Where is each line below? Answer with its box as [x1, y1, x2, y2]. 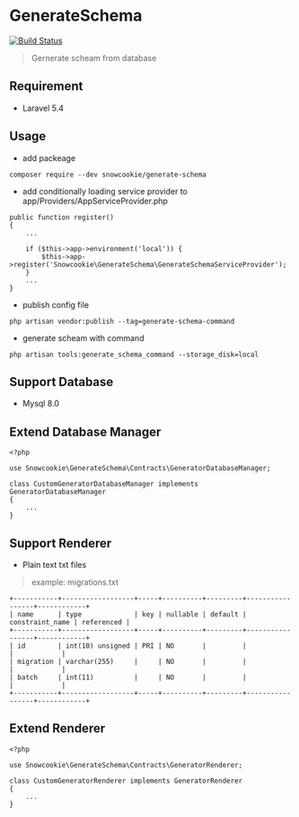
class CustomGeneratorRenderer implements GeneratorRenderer [9, 776, 243, 786]
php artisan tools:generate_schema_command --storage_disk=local [9, 350, 259, 359]
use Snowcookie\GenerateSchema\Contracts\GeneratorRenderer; [9, 760, 243, 769]
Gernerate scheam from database [31, 52, 157, 63]
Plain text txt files [22, 560, 87, 570]
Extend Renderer [9, 721, 106, 736]
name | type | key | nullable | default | [17, 610, 247, 619]
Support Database [9, 374, 114, 390]
